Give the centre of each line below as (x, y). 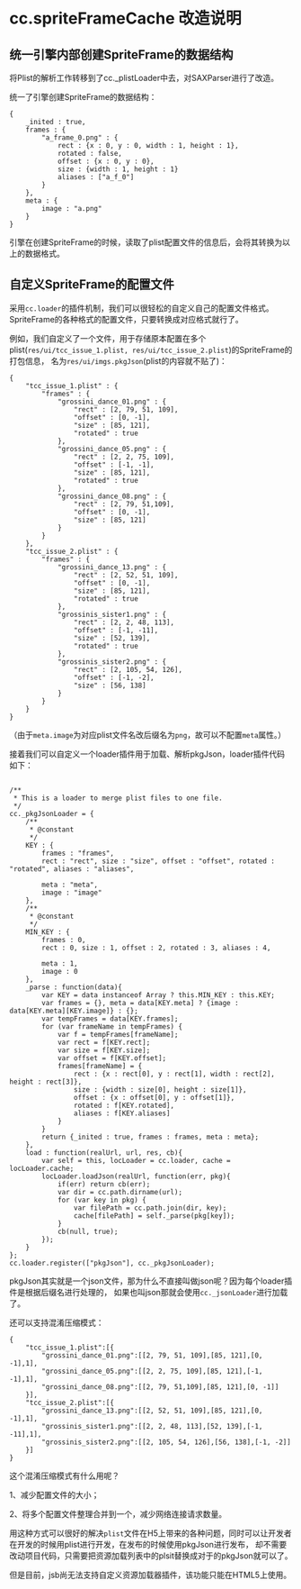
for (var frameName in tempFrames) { (112, 1026)
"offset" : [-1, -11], (116, 630)
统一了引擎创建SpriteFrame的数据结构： (83, 97)
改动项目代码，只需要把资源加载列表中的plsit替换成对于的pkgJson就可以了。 (151, 1556)
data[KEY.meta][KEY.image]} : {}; (74, 1011)
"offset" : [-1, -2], (114, 677)
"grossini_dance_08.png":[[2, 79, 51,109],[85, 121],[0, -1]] (160, 1387)
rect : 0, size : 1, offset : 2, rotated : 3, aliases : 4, (156, 948)
